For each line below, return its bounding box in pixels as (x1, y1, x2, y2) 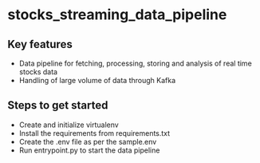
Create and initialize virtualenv (18, 120, 119, 129)
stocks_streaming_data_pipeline (7, 6, 227, 24)
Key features (7, 38, 73, 51)
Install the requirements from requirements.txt (18, 128, 171, 137)
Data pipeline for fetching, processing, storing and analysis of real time (18, 58, 252, 68)
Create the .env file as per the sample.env (18, 137, 157, 146)
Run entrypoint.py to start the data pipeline (18, 145, 160, 155)
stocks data (18, 67, 57, 77)
